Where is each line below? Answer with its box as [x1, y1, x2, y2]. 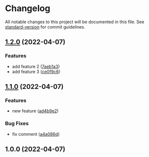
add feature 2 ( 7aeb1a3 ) [12, 63, 60, 69]
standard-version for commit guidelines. [5, 24, 85, 29]
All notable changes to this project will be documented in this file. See [5, 19, 145, 25]
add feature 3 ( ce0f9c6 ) [12, 69, 61, 74]
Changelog [5, 3, 50, 14]
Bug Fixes [5, 120, 29, 127]
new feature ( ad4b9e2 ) [12, 108, 59, 114]
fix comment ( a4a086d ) [12, 131, 60, 137]
